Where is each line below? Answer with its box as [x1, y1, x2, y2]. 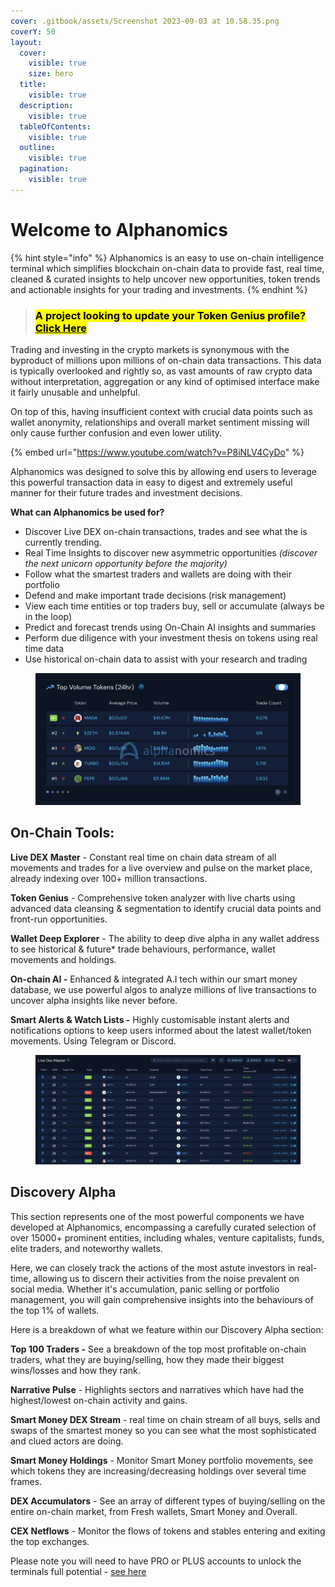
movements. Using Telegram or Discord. [10, 1035, 177, 1047]
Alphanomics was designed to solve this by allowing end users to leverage [10, 465, 317, 477]
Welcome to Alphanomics [10, 218, 228, 241]
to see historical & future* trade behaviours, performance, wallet [10, 943, 276, 955]
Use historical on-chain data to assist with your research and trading [24, 653, 308, 665]
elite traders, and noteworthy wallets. [10, 1242, 163, 1254]
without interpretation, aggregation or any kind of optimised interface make [10, 375, 320, 387]
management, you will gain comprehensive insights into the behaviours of [10, 1293, 314, 1305]
